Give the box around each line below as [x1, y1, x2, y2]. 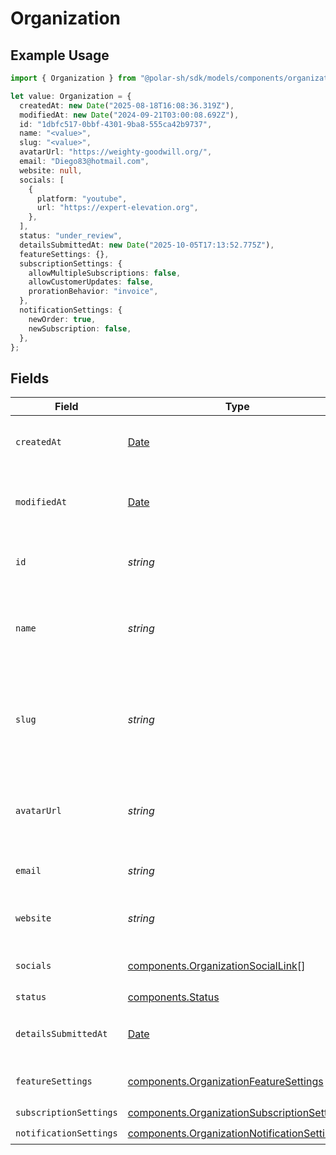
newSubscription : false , [28, 323, 132, 334]
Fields [10, 370, 50, 387]
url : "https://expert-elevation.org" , [36, 203, 199, 213]
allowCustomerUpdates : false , [28, 277, 155, 287]
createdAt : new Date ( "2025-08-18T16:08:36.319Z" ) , [19, 100, 235, 111]
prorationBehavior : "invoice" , [28, 287, 159, 297]
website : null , [19, 165, 83, 176]
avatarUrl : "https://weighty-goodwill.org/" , [19, 147, 213, 157]
